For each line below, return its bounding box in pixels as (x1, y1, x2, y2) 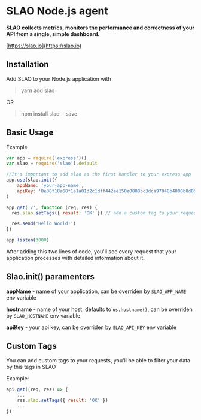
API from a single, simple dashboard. (6, 30, 100, 37)
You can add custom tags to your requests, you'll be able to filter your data (6, 356, 190, 364)
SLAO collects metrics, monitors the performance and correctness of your (6, 24, 195, 31)
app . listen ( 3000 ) (6, 237, 50, 243)
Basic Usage (6, 128, 54, 138)
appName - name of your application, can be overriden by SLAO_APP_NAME (6, 288, 187, 295)
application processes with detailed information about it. (6, 255, 145, 262)
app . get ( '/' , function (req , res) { (6, 204, 98, 210)
